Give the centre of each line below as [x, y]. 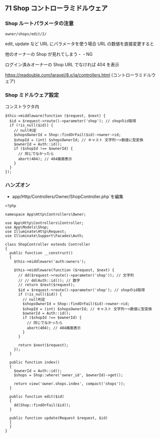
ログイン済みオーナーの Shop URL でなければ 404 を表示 [62, 64]
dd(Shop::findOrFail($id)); [42, 405]
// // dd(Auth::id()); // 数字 [49, 281]
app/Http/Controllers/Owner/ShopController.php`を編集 [68, 196]
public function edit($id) [37, 397]
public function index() [35, 363]
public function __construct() [41, 253]
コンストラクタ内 [22, 106]
